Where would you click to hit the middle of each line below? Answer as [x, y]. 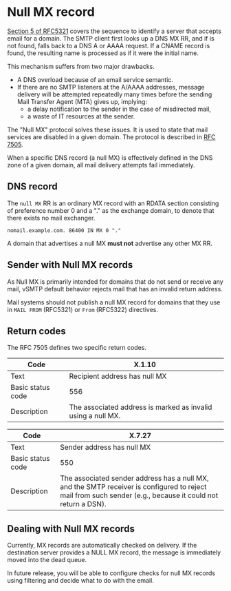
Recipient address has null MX [118, 376]
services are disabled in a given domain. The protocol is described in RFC [111, 137]
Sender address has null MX [105, 447]
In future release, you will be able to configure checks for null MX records [111, 573]
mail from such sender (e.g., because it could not [139, 495]
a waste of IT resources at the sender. [81, 116]
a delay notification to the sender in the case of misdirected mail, [119, 109]
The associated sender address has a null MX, [134, 478]
